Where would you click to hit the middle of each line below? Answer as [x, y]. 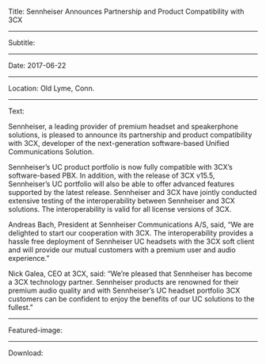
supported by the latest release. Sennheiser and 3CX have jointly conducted [133, 192]
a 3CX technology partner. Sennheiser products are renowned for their [123, 282]
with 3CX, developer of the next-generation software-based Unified [119, 143]
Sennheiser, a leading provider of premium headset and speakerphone [123, 126]
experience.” [29, 258]
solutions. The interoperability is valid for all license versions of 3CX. [120, 209]
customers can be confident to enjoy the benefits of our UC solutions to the [131, 299]
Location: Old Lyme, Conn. [51, 88]
